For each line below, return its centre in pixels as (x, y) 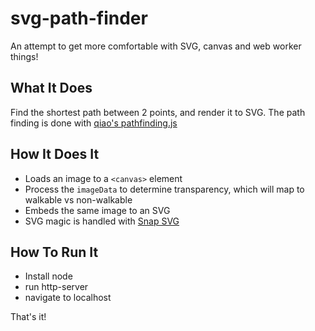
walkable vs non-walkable (78, 199)
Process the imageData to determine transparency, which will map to (164, 189)
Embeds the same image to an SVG (97, 210)
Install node (48, 276)
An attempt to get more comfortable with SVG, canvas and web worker (156, 46)
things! (24, 56)
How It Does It (55, 154)
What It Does (51, 88)
